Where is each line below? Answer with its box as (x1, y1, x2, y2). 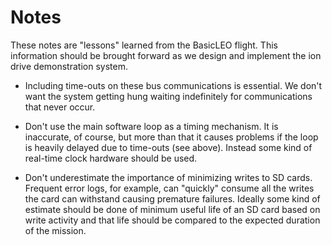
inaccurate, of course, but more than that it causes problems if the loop (24, 131, 319, 143)
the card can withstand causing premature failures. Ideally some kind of (24, 192, 321, 205)
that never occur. (24, 101, 96, 113)
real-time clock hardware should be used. (24, 152, 198, 164)
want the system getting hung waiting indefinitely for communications (24, 90, 313, 102)
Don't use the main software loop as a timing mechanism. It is (24, 120, 279, 132)
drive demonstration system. (10, 60, 128, 72)
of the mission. (24, 224, 87, 236)
